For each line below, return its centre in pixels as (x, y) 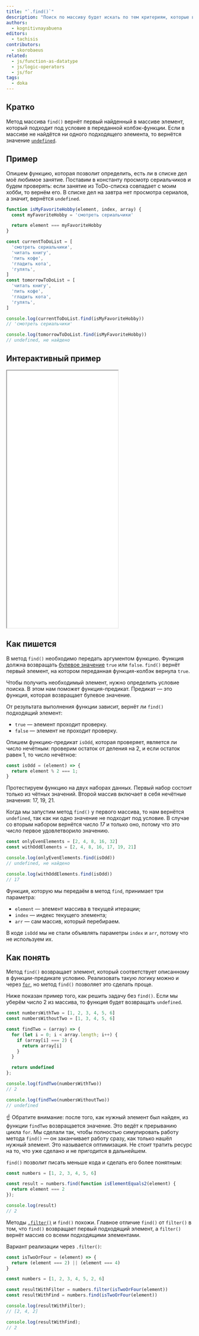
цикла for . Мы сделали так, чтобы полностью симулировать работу (92, 1132)
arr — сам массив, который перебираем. (67, 921)
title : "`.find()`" (30, 12)
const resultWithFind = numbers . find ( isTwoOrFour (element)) (82, 1295)
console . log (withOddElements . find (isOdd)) (59, 874)
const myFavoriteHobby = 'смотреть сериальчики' (73, 215)
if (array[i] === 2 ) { (45, 1040)
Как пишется (31, 644)
